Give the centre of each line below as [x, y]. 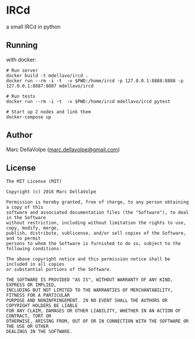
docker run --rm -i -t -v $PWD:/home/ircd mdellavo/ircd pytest [88, 101]
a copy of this [25, 208]
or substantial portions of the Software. [59, 270]
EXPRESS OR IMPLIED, [32, 285]
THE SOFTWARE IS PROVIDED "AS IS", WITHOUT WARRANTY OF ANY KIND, [90, 280]
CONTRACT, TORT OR [29, 316]
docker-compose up [29, 117]
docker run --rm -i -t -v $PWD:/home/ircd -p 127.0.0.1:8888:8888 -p [95, 80]
